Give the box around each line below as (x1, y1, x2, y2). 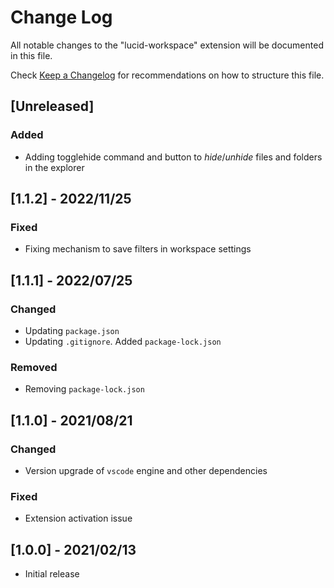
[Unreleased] (10, 98, 95, 115)
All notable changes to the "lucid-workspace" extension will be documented (10, 39, 324, 51)
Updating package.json (24, 325, 120, 336)
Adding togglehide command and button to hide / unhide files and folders (24, 151, 323, 163)
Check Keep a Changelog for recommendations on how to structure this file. (10, 69, 325, 81)
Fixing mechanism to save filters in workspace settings (24, 243, 252, 255)
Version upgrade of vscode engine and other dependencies (24, 464, 268, 476)
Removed (10, 360, 58, 374)
